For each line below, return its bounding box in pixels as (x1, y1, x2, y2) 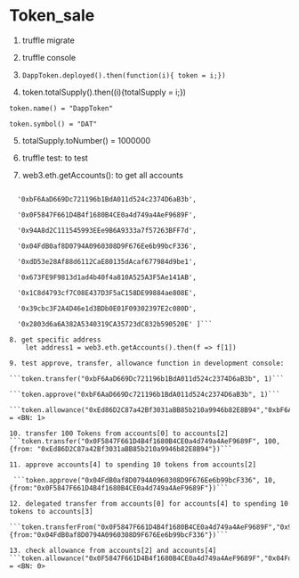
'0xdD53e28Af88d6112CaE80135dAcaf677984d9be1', (17, 257, 198, 266)
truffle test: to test (21, 153, 89, 163)
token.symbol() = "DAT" (9, 120, 98, 128)
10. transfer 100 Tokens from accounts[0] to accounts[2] (9, 429, 229, 438)
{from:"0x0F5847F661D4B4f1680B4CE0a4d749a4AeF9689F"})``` (9, 483, 229, 492)
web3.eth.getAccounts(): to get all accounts (21, 169, 184, 180)
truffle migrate (21, 35, 76, 45)
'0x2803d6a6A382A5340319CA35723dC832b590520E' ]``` (17, 319, 214, 328)
